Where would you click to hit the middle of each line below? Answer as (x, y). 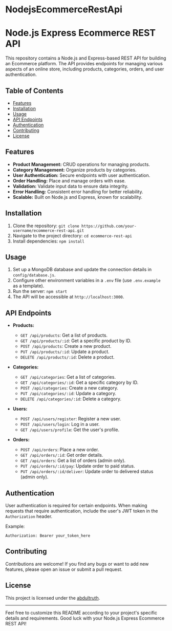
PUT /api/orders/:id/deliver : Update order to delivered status (87, 472)
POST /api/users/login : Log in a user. (60, 424)
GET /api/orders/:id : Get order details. (62, 455)
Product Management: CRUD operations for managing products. (81, 164)
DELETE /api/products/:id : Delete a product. (68, 357)
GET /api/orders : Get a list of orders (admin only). (73, 460)
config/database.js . (34, 275)
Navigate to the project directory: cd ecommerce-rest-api (72, 235)
